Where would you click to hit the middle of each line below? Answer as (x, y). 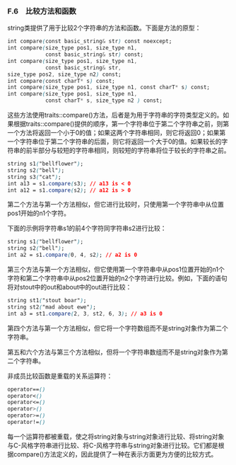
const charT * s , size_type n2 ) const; (104, 101)
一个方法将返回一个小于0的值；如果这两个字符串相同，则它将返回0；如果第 (117, 133)
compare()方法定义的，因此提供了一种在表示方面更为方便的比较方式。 (115, 454)
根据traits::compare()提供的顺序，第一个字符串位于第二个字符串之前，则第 (121, 124)
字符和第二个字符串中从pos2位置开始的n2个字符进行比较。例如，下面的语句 (117, 278)
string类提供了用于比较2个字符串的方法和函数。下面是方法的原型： (104, 28)
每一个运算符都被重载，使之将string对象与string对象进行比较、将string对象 (116, 436)
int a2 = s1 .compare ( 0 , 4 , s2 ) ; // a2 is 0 (72, 255)
